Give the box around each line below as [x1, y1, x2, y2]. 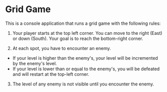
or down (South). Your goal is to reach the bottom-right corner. [12, 35, 143, 41]
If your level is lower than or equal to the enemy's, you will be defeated [12, 66, 160, 72]
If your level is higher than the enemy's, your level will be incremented [12, 55, 158, 61]
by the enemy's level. [12, 60, 57, 66]
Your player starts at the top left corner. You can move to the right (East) [12, 30, 162, 36]
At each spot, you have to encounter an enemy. [12, 45, 111, 51]
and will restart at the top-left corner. [12, 71, 89, 77]
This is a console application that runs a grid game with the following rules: [5, 20, 161, 26]
